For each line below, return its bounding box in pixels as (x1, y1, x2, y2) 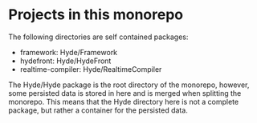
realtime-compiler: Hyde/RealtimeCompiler (19, 64, 162, 73)
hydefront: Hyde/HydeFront (19, 56, 112, 65)
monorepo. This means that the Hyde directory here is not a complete (8, 97, 239, 106)
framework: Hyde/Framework (19, 47, 118, 57)
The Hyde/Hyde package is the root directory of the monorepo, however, (8, 80, 250, 89)
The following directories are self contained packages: (8, 32, 189, 42)
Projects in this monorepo (8, 6, 183, 24)
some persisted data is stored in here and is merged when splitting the (8, 88, 242, 97)
